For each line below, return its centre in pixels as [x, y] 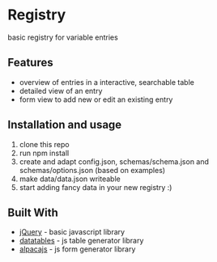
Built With [33, 212]
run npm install [44, 153]
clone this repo [44, 144]
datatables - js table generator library [81, 241]
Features [30, 63]
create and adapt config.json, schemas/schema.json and [114, 161]
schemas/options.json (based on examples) [92, 170]
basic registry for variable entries [63, 37]
